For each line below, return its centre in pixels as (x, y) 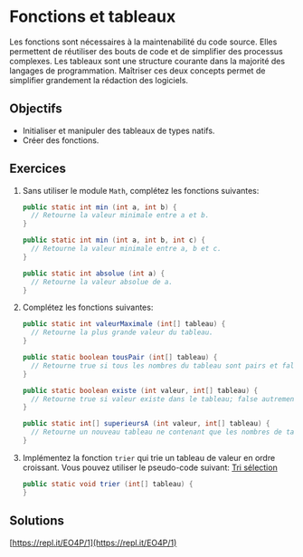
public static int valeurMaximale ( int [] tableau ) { (124, 324)
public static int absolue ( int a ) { (94, 274)
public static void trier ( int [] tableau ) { (108, 484)
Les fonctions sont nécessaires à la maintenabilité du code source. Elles (143, 42)
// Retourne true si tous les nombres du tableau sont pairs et (155, 365)
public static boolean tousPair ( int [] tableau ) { (120, 358)
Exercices (38, 169)
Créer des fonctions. (61, 140)
